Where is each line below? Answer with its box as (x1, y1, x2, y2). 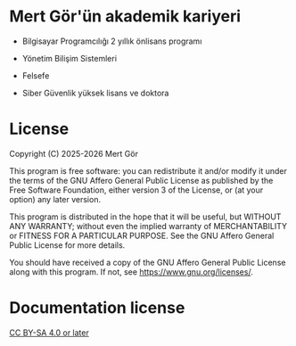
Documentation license (9, 298, 185, 318)
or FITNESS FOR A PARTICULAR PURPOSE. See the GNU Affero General (9, 230, 275, 241)
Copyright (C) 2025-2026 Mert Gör (9, 148, 138, 159)
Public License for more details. (9, 239, 126, 251)
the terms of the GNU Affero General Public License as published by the (9, 175, 274, 185)
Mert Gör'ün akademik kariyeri (9, 6, 242, 27)
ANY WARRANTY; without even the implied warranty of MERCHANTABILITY (9, 220, 288, 231)
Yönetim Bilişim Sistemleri (21, 53, 118, 63)
